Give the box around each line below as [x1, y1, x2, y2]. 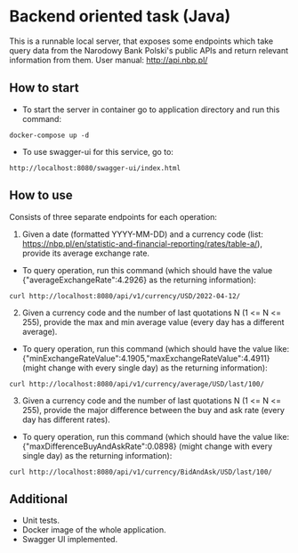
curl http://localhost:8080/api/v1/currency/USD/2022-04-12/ [9, 291, 241, 300]
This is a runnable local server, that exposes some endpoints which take [9, 36, 274, 46]
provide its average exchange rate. [21, 248, 149, 258]
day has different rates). [21, 414, 111, 425]
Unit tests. [21, 515, 60, 526]
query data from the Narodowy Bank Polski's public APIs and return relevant [9, 45, 289, 55]
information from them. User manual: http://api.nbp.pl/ [9, 54, 208, 65]
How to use [9, 188, 73, 203]
